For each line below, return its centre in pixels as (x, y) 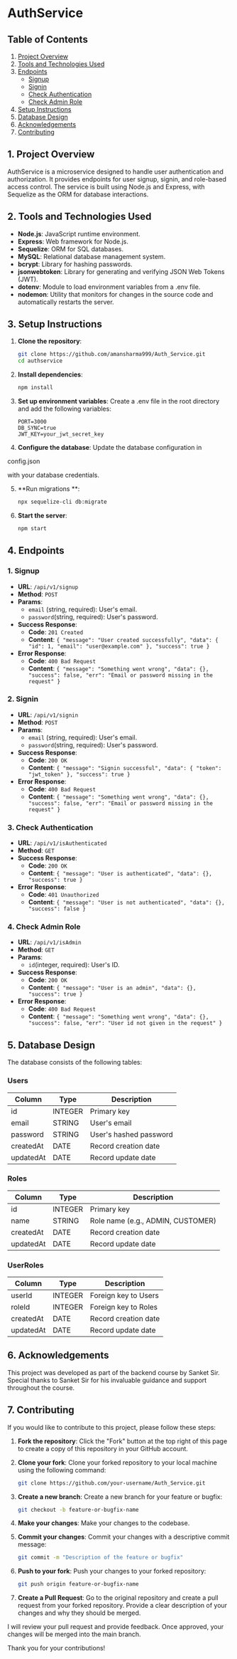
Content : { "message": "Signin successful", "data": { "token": (125, 767)
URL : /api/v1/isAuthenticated (62, 843)
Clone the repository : (50, 341)
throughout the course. (41, 1387)
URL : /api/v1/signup (48, 586)
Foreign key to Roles (124, 1307)
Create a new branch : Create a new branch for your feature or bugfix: (120, 1497)
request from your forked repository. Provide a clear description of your (122, 1606)
